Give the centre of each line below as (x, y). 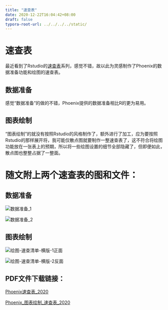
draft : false (19, 19)
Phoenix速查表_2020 (27, 292)
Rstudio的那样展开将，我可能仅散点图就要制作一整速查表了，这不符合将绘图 (84, 140)
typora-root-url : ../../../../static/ (46, 24)
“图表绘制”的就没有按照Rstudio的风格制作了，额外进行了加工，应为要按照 (81, 134)
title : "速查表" (21, 10)
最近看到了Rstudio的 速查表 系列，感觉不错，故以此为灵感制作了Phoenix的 (81, 66)
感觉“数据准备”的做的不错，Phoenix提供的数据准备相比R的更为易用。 (77, 103)
